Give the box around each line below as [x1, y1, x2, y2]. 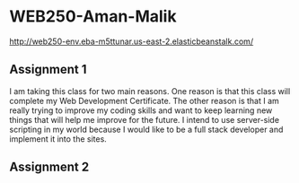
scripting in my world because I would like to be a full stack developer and [9, 124, 284, 135]
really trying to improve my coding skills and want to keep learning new [9, 105, 273, 116]
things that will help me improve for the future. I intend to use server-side [9, 114, 280, 125]
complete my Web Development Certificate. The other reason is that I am [9, 95, 280, 106]
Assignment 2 [9, 160, 90, 175]
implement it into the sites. [9, 133, 108, 144]
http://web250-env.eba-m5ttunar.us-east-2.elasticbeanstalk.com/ [9, 36, 254, 47]
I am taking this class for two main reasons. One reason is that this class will [9, 85, 291, 96]
